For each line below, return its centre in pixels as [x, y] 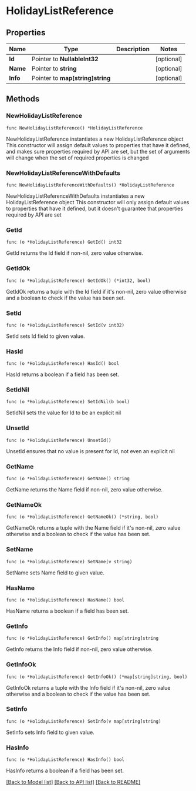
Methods [23, 99]
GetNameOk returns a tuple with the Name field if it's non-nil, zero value [93, 528]
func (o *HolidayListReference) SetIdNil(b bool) [68, 402]
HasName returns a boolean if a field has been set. [67, 611]
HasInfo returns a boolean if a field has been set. [65, 771]
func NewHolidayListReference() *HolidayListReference [75, 128]
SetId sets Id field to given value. [45, 336]
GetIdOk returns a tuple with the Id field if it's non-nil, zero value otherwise [96, 291]
